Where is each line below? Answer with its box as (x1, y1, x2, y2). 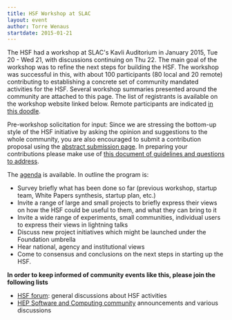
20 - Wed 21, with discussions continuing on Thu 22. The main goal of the (7, 56, 217, 64)
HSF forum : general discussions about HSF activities (17, 292, 167, 300)
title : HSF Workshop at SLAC (7, 10, 91, 17)
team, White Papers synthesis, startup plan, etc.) (17, 191, 157, 200)
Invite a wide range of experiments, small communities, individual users (17, 214, 221, 222)
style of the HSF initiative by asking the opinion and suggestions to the (7, 128, 208, 136)
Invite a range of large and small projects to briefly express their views (17, 198, 217, 207)
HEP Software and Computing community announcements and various (17, 299, 219, 308)
